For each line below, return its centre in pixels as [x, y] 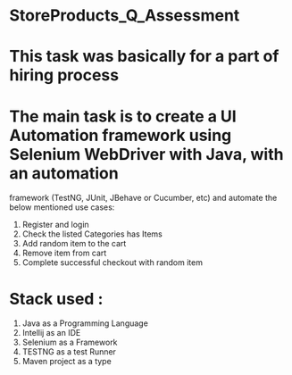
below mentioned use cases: [62, 207]
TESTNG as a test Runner [69, 352]
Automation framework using [121, 135]
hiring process [64, 75]
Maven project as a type [67, 362]
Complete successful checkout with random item [113, 262]
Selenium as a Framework [70, 342]
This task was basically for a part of [144, 57]
